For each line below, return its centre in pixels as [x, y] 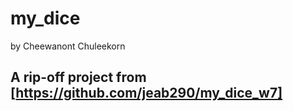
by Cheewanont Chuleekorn [68, 46]
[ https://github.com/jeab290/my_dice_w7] [146, 93]
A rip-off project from [78, 77]
